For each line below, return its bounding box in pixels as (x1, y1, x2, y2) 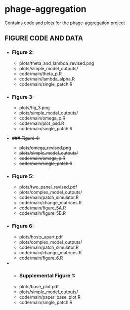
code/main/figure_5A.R (19, 205, 66, 211)
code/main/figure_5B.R (19, 210, 66, 216)
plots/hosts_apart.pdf (19, 233, 63, 240)
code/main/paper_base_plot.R (19, 294, 81, 300)
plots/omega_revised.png (19, 145, 71, 151)
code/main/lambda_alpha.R (19, 76, 75, 82)
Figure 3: (11, 93, 34, 100)
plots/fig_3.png (19, 105, 50, 111)
